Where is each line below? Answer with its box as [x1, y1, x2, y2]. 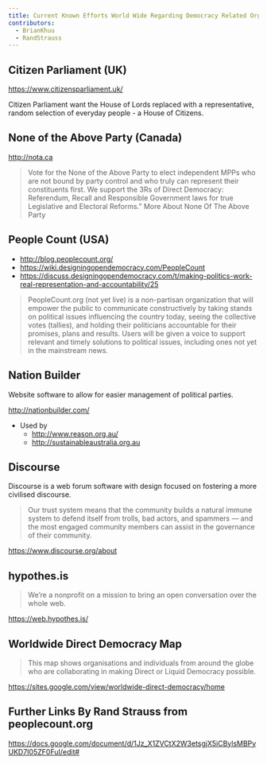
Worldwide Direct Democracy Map [8, 637, 183, 650]
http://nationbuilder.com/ [8, 405, 90, 414]
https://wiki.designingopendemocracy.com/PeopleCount [19, 262, 205, 272]
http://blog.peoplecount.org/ [19, 254, 114, 263]
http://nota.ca [8, 152, 53, 161]
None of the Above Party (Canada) [8, 131, 183, 145]
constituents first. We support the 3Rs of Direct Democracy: [27, 184, 224, 194]
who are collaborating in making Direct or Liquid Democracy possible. [27, 666, 257, 676]
